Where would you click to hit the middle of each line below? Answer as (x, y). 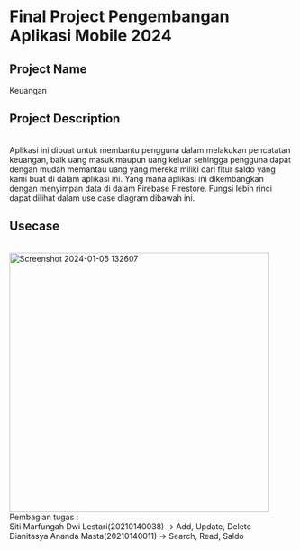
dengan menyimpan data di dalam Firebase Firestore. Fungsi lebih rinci (141, 188)
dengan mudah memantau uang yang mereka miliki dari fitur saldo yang (143, 169)
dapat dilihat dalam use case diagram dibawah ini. (102, 198)
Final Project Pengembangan (119, 17)
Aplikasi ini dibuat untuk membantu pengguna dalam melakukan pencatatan (150, 149)
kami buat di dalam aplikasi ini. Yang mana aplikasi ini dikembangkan (136, 178)
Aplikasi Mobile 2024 (91, 36)
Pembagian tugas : (44, 517)
